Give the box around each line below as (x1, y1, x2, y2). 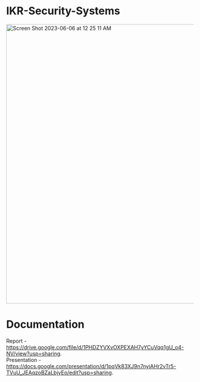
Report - (6, 337, 27, 345)
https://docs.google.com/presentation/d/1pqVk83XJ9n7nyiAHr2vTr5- (6, 362, 177, 370)
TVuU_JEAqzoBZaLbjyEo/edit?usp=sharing (6, 369, 112, 376)
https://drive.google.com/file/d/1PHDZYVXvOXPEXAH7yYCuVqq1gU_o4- (6, 343, 185, 350)
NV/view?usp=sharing (6, 350, 61, 357)
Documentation (6, 318, 85, 331)
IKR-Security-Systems (6, 4, 121, 18)
